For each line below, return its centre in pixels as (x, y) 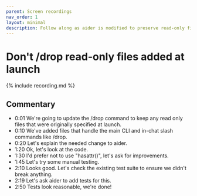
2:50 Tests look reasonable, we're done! (63, 187)
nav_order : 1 (22, 17)
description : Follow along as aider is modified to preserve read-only (95, 28)
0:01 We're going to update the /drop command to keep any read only (98, 118)
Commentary (31, 104)
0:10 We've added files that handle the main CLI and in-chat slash (94, 131)
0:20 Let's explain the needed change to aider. (71, 143)
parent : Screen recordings (39, 11)
